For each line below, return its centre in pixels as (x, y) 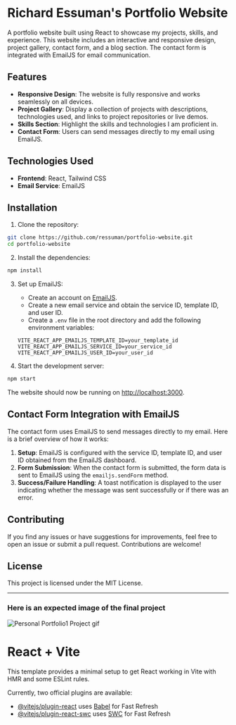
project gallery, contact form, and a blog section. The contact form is (107, 47)
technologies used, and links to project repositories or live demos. (113, 116)
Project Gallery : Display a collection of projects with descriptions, (113, 109)
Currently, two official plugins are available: (70, 693)
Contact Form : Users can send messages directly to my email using (116, 131)
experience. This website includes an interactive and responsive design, (112, 39)
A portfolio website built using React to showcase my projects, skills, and (113, 32)
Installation (32, 207)
